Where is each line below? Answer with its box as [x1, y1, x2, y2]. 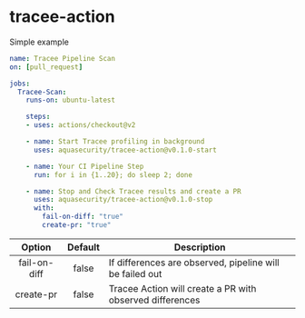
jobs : [9, 79, 30, 88]
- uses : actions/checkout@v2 [25, 121, 136, 130]
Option [21, 241, 52, 253]
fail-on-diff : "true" [42, 212, 124, 222]
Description [173, 241, 226, 253]
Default [67, 241, 100, 253]
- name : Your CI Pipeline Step [25, 162, 144, 171]
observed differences [108, 293, 201, 306]
